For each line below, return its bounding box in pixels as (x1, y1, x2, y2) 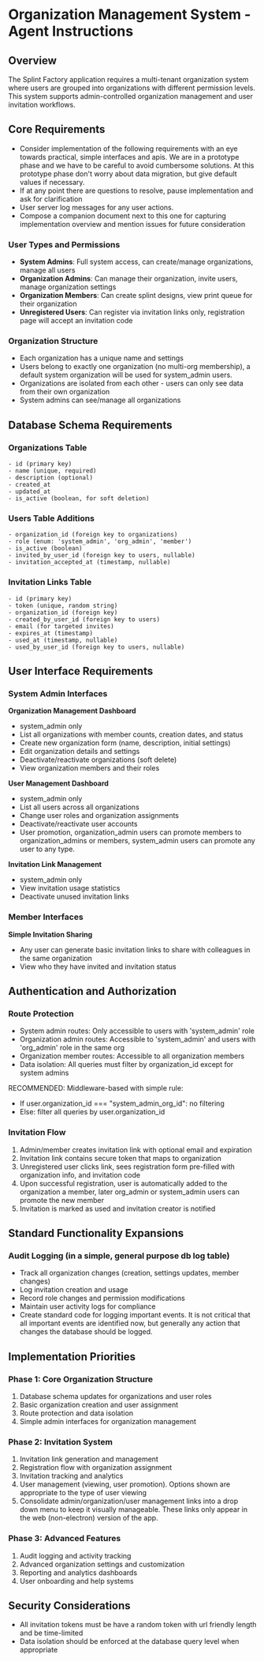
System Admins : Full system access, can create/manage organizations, (19, 257, 254, 266)
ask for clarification (19, 194, 83, 203)
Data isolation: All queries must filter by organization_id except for (19, 1060, 234, 1069)
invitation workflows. (8, 100, 76, 109)
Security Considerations (8, 1599, 132, 1613)
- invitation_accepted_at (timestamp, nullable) (8, 559, 171, 567)
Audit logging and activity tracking (19, 1551, 132, 1560)
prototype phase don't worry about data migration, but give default (19, 168, 238, 179)
